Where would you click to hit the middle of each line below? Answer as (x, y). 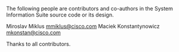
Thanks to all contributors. (38, 44)
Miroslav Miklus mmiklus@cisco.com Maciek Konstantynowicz (83, 26)
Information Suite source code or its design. (60, 15)
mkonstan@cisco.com (33, 32)
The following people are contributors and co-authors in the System (89, 9)
